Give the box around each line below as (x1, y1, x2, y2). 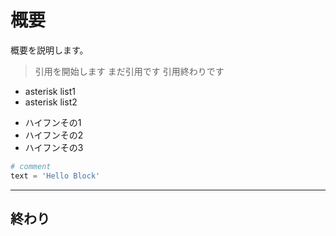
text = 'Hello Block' (10, 171, 101, 181)
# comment (10, 161, 52, 171)
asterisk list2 (24, 96, 78, 108)
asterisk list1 (24, 85, 76, 97)
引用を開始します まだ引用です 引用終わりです (34, 65, 225, 77)
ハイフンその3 (24, 141, 84, 153)
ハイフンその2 (24, 129, 84, 141)
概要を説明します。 (10, 44, 89, 56)
